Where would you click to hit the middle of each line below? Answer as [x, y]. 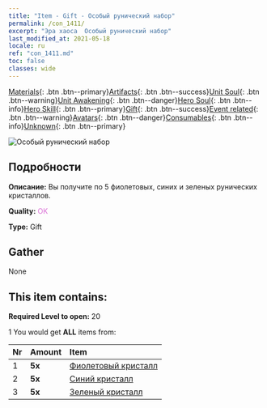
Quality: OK [28, 210]
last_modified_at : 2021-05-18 [59, 38]
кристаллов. [30, 195]
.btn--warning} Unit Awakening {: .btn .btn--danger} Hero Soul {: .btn [120, 100]
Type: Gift [25, 227]
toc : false [27, 62]
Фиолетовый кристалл [113, 366]
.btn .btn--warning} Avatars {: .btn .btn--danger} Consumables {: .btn [120, 117]
